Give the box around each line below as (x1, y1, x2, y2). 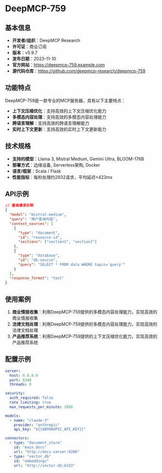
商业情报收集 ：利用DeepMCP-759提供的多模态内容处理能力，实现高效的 (12, 309, 158, 315)
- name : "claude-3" (9, 418, 49, 423)
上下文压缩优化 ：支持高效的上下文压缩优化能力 (12, 108, 106, 114)
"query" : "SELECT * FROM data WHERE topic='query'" (18, 262, 125, 267)
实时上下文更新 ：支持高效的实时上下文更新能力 (12, 126, 106, 132)
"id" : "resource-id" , (18, 235, 62, 240)
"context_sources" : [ (9, 221, 54, 226)
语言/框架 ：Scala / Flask (12, 168, 61, 174)
